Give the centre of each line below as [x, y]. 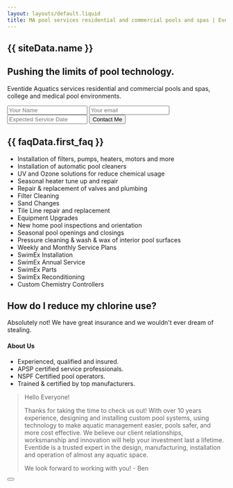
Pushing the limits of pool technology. [91, 72]
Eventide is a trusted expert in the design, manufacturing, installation [122, 447]
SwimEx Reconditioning [51, 277]
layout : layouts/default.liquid [54, 14]
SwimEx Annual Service [51, 262]
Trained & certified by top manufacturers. [76, 383]
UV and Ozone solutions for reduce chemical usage [91, 174]
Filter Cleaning [38, 196]
